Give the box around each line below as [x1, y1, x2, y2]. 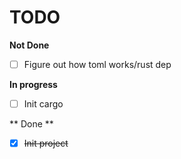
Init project [23, 137, 69, 150]
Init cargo [23, 98, 64, 110]
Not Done [9, 39, 50, 51]
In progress [9, 79, 58, 90]
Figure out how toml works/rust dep [23, 58, 172, 70]
